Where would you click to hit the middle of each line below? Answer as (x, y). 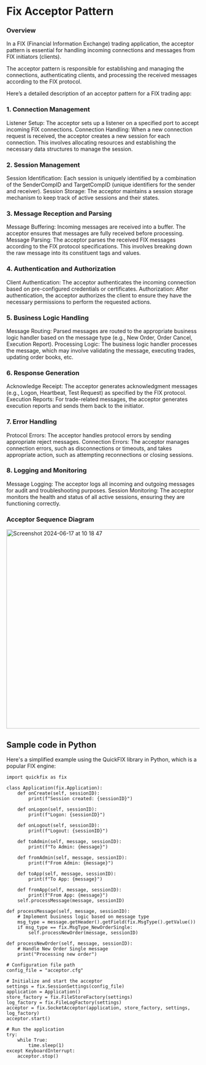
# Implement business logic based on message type (83, 917)
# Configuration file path (41, 965)
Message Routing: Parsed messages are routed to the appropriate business (102, 331)
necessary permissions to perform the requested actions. (79, 302)
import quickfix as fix (37, 777)
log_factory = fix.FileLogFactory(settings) (64, 1002)
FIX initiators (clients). (34, 57)
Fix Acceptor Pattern (60, 11)
